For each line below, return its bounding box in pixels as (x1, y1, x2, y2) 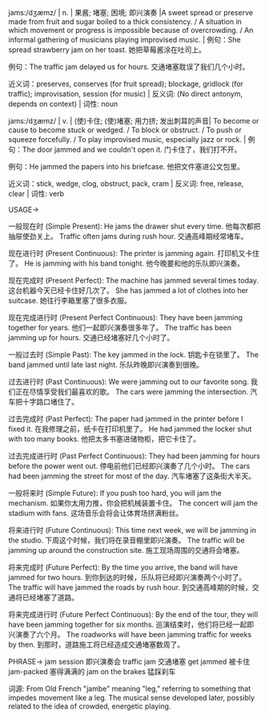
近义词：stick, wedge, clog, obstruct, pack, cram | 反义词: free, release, (8, 179, 244, 188)
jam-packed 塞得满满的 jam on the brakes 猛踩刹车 (8, 667, 176, 676)
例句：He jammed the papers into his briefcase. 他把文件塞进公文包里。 (8, 162, 245, 171)
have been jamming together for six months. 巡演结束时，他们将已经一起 (8, 619, 247, 629)
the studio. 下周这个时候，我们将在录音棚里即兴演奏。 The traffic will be (8, 535, 246, 545)
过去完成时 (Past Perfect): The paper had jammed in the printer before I (8, 414, 243, 424)
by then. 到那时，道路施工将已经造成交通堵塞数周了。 (8, 640, 185, 649)
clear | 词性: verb (8, 189, 65, 198)
